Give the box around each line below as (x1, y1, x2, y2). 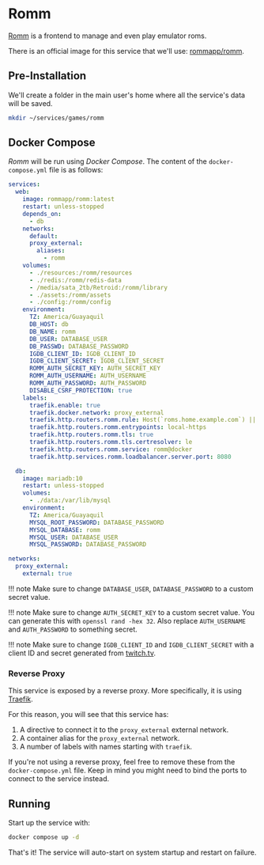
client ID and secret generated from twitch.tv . (8, 648, 157, 658)
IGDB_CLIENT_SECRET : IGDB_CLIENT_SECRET (28, 357, 164, 365)
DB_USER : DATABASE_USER (28, 335, 108, 343)
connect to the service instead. (8, 774, 110, 783)
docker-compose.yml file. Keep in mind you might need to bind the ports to (8, 765, 247, 776)
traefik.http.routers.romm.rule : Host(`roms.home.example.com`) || (28, 416, 257, 424)
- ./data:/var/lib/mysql (28, 496, 111, 505)
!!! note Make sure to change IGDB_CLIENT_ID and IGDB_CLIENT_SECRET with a (8, 639, 255, 649)
